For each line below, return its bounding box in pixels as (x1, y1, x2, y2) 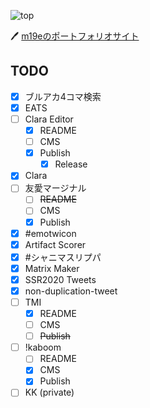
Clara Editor (24, 113, 74, 125)
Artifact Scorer (24, 238, 87, 250)
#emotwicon (24, 227, 77, 239)
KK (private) (24, 386, 75, 399)
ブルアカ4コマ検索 (24, 90, 102, 102)
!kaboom (24, 341, 62, 354)
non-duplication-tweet (24, 285, 118, 297)
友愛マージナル (24, 182, 87, 194)
